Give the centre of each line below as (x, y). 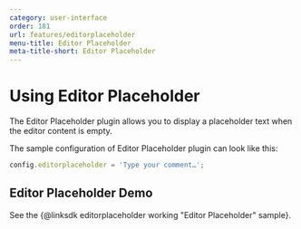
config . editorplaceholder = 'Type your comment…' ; (107, 165)
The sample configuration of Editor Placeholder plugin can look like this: (144, 148)
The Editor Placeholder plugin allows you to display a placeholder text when (151, 121)
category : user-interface (58, 18)
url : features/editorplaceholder (73, 34)
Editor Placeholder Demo (81, 193)
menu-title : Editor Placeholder (70, 43)
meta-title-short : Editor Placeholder (83, 52)
